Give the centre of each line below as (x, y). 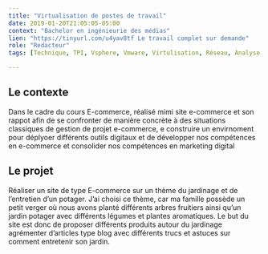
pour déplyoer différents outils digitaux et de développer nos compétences (132, 137)
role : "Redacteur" (39, 46)
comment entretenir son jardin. (59, 241)
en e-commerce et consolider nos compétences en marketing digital (122, 146)
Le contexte (39, 93)
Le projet (31, 171)
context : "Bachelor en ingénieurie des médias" (89, 30)
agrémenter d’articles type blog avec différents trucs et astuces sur (120, 232)
